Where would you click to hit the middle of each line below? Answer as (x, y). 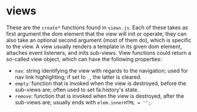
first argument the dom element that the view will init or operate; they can (96, 33)
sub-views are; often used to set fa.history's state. (77, 89)
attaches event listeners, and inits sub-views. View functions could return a (99, 52)
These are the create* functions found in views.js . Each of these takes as (97, 27)
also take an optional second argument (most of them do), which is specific (99, 40)
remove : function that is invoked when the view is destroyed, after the (99, 96)
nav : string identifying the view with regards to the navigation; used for (101, 70)
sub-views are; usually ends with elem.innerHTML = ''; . (84, 102)
